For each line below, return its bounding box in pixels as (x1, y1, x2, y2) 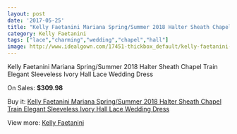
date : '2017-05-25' (7, 17, 65, 24)
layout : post (7, 10, 46, 18)
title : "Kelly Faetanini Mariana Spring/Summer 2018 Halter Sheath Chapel (7, 23, 232, 30)
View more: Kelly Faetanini (7, 118, 85, 127)
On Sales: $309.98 (7, 84, 63, 92)
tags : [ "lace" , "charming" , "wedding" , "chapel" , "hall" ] (7, 37, 169, 44)
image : (7, 43, 27, 50)
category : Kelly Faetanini (7, 30, 87, 37)
